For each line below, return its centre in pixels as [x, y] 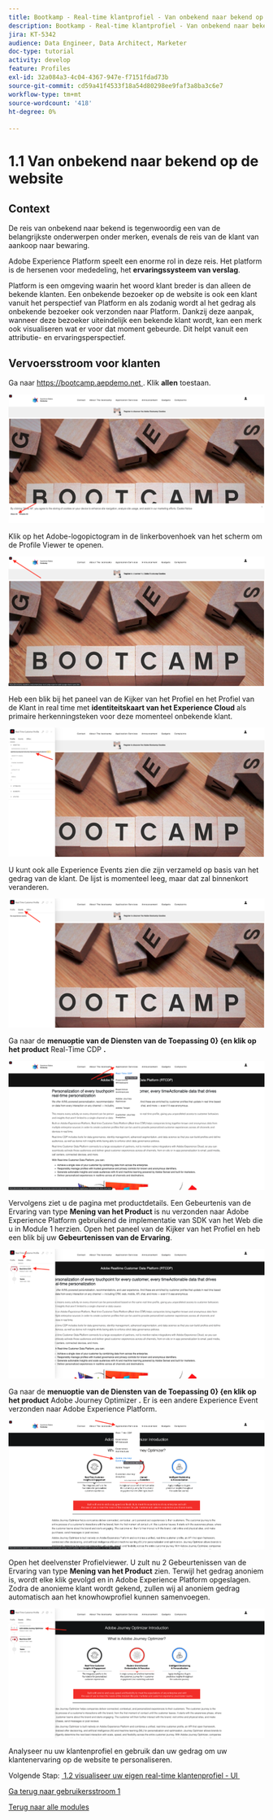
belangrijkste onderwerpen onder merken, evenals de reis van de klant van [134, 237]
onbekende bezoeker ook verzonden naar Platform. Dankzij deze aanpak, [131, 312]
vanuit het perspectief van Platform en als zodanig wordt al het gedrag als [132, 303]
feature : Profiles [39, 69]
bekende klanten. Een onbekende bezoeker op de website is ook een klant [133, 295]
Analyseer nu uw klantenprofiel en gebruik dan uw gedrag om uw [118, 1751]
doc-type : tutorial [41, 52]
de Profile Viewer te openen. [56, 545]
